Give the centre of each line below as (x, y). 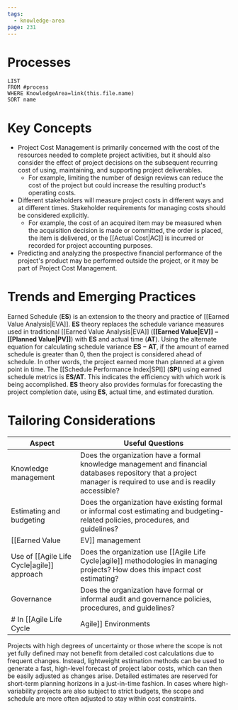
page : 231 (22, 27)
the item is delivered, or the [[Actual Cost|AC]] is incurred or (116, 238)
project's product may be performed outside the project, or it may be (118, 261)
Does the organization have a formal (140, 455)
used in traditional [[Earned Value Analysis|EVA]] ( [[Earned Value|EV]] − (113, 332)
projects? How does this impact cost (141, 570)
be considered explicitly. (53, 215)
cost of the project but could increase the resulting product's (117, 185)
